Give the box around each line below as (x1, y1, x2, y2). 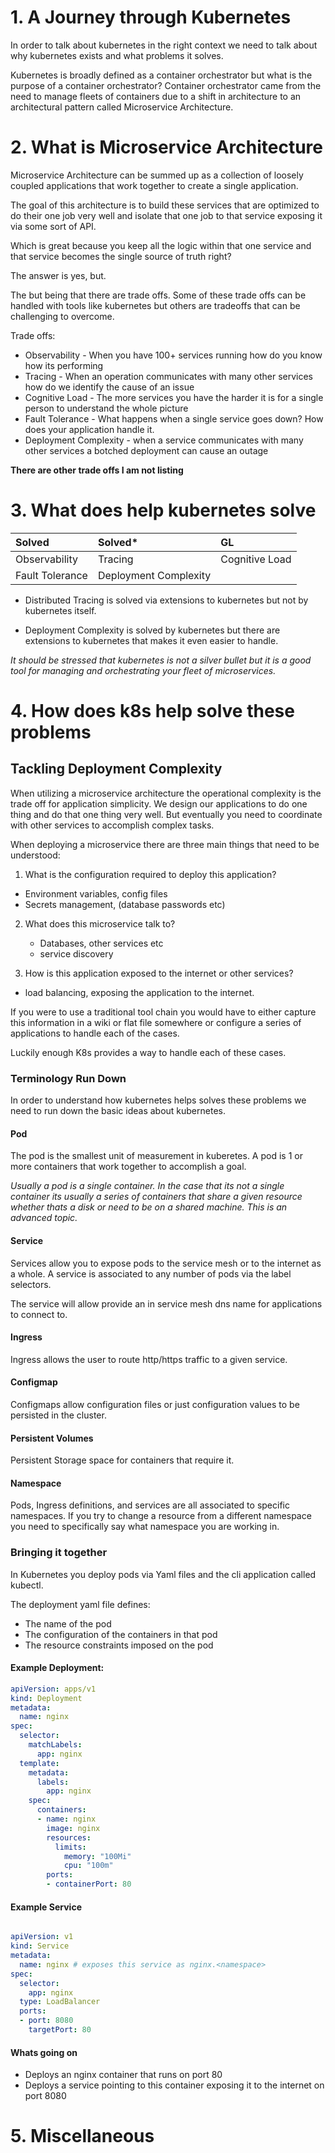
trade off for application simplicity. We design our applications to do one (10, 797, 308, 810)
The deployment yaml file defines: (10, 1598, 151, 1610)
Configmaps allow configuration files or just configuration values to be (10, 1398, 300, 1410)
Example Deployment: (10, 1662, 105, 1674)
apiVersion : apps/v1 (10, 1684, 97, 1694)
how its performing (24, 359, 104, 371)
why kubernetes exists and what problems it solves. (10, 49, 224, 61)
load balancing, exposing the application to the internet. (24, 986, 255, 998)
